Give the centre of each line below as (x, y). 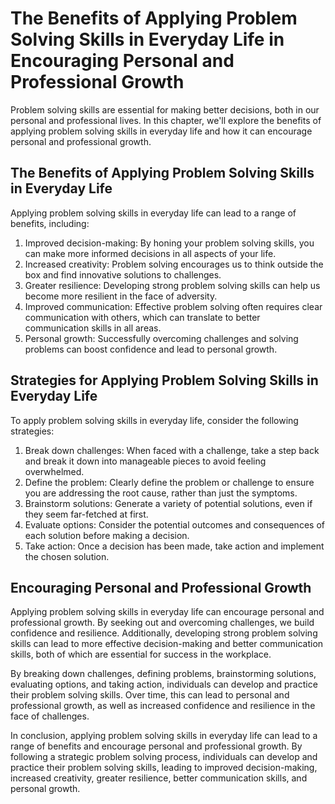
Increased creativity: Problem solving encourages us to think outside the (174, 264)
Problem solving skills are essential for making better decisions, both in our (165, 109)
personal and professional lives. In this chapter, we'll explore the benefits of (166, 120)
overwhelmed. (54, 471)
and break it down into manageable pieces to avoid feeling (145, 461)
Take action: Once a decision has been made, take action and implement (174, 546)
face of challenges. (50, 716)
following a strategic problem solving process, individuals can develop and (164, 757)
